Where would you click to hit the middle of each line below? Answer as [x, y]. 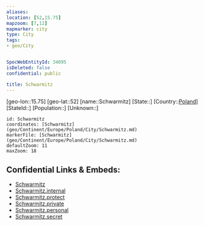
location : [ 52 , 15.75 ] [34, 18]
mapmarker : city [27, 29]
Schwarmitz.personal [42, 210]
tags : [13, 40]
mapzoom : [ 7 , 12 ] [27, 23]
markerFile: [21, 135]
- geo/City [20, 46]
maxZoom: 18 [21, 151]
